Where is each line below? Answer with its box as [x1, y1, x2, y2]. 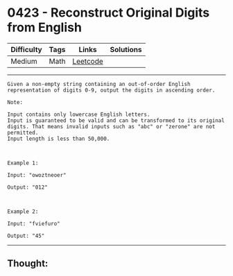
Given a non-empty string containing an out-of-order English [7, 80, 191, 87]
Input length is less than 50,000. [7, 135, 110, 142]
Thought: [7, 258, 49, 270]
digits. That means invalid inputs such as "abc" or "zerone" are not [7, 123, 216, 130]
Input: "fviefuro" [7, 220, 60, 227]
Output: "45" [7, 232, 45, 239]
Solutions [110, 44, 142, 54]
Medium [10, 56, 37, 66]
